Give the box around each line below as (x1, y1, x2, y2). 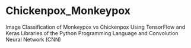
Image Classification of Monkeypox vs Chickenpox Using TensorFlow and (5, 23, 186, 30)
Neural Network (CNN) (5, 36, 62, 43)
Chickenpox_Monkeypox (5, 4, 131, 18)
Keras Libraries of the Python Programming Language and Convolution (5, 29, 179, 36)
